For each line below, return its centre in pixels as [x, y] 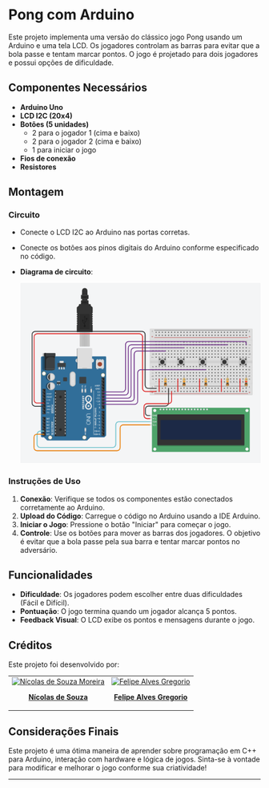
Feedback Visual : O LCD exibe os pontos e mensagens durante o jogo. [137, 620]
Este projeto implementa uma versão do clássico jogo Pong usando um [125, 37]
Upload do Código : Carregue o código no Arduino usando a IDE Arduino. [140, 516]
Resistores [38, 167]
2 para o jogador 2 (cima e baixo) [87, 141]
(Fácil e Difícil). [44, 603]
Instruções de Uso [45, 481]
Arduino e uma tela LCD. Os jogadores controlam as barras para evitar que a [134, 45]
